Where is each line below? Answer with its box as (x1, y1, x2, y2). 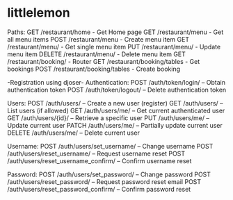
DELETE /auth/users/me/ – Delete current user (7, 128, 140, 137)
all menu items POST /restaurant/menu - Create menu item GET (7, 35, 190, 43)
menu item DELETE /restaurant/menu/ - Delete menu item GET (7, 50, 186, 58)
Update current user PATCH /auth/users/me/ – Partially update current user (7, 121, 223, 129)
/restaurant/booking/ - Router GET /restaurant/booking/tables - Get (7, 57, 200, 65)
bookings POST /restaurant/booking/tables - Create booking (7, 65, 181, 73)
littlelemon (7, 5, 71, 21)
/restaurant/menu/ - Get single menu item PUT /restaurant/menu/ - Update (7, 42, 221, 51)
